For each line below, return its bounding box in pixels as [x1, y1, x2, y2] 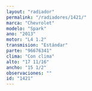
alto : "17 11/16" [6, 59, 50, 65]
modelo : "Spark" [6, 25, 47, 32]
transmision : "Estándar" [6, 43, 68, 48]
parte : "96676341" [6, 48, 52, 54]
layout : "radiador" [6, 8, 55, 15]
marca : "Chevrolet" [6, 20, 55, 26]
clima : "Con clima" [6, 53, 55, 59]
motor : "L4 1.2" [6, 37, 47, 43]
